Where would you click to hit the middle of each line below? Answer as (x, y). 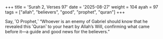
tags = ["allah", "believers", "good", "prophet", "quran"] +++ (65, 12)
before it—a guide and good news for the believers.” (57, 32)
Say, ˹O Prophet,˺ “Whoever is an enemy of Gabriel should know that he (76, 21)
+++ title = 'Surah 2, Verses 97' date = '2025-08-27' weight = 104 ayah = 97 (82, 7)
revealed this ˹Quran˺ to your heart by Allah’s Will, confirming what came (77, 26)
